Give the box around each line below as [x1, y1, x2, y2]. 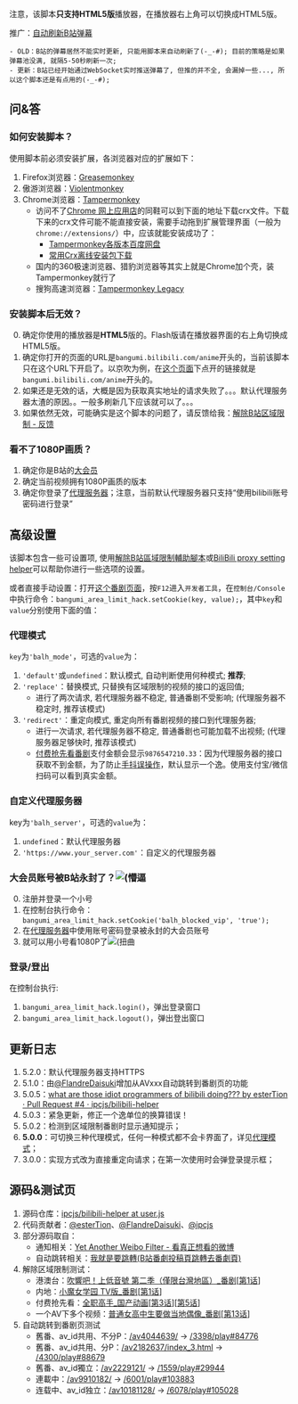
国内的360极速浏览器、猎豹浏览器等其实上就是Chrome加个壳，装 [35, 260, 275, 271]
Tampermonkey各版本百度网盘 [48, 238, 161, 249]
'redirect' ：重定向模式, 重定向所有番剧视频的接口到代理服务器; [21, 715, 256, 726]
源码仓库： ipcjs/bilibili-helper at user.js [21, 1208, 165, 1219]
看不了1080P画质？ [9, 443, 93, 456]
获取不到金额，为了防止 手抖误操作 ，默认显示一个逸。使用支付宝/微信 [35, 759, 288, 770]
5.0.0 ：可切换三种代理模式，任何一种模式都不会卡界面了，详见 [21, 1132, 254, 1143]
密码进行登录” [21, 498, 73, 509]
